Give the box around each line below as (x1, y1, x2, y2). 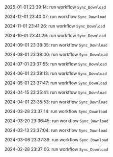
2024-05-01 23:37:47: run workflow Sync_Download (4, 80, 107, 86)
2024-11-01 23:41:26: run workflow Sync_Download (4, 23, 105, 29)
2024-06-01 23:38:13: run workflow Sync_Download (4, 70, 107, 76)
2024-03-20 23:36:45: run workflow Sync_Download (4, 118, 109, 124)
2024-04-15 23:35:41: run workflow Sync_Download (4, 90, 107, 95)
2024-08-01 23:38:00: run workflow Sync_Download (4, 51, 108, 57)
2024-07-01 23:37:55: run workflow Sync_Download (4, 61, 107, 67)
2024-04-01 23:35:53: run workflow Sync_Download (4, 99, 108, 105)
